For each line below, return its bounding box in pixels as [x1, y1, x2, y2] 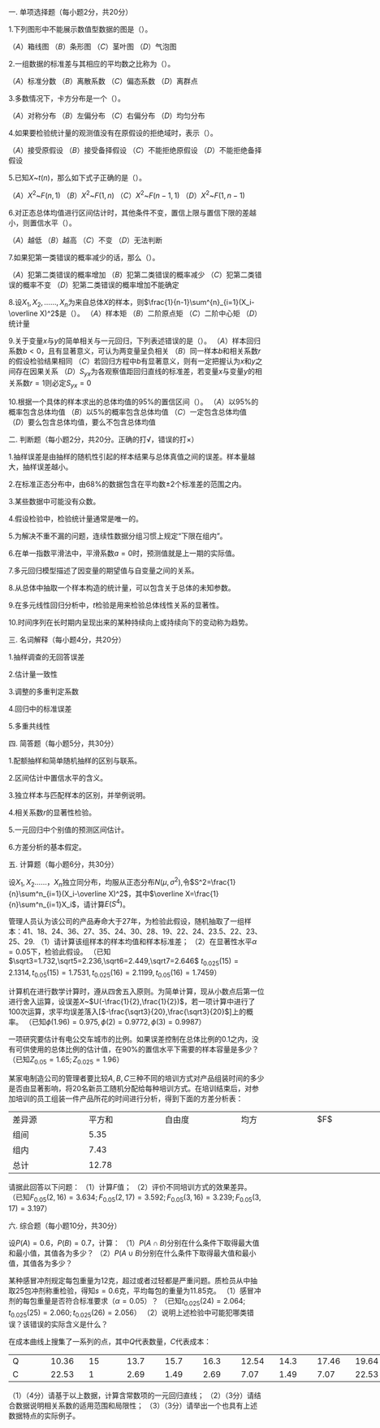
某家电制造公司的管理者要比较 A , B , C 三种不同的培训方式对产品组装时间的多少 [8, 1073, 265, 1083]
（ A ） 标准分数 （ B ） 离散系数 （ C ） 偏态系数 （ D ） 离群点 [8, 76, 198, 85]
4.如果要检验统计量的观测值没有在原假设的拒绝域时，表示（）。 [8, 128, 218, 137]
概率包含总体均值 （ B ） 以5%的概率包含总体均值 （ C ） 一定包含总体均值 [8, 407, 248, 417]
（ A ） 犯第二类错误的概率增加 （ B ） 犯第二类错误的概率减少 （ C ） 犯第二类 [8, 269, 255, 279]
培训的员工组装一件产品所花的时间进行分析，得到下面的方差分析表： [15, 1093, 244, 1104]
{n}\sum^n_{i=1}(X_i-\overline [8, 889, 107, 899]
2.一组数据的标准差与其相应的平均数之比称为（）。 [8, 59, 175, 68]
